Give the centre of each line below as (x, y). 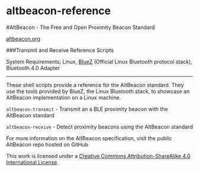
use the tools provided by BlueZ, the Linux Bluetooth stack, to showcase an (98, 91)
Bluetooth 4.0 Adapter (33, 68)
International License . (33, 162)
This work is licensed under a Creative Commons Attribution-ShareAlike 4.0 (98, 156)
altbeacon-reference (59, 11)
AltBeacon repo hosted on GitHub (47, 144)
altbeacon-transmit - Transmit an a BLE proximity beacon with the (87, 109)
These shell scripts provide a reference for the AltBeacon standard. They (95, 85)
